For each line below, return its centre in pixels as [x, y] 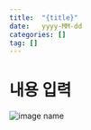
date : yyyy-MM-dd [46, 26]
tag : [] [24, 43]
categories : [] [38, 34]
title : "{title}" [44, 18]
